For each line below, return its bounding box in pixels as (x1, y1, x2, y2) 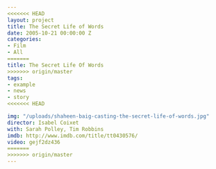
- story (7, 94, 30, 101)
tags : (7, 74, 23, 82)
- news (7, 87, 26, 94)
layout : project (7, 17, 54, 24)
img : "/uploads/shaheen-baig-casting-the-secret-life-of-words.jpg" (7, 113, 210, 120)
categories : (7, 36, 42, 43)
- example (7, 81, 36, 88)
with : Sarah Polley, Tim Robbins (7, 125, 104, 132)
